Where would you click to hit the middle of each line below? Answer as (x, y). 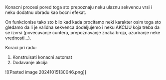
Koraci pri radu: (21, 47)
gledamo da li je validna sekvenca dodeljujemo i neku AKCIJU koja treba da (83, 27)
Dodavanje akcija (30, 62)
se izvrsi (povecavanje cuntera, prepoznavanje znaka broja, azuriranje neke (83, 33)
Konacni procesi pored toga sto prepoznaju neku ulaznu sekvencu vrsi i (79, 7)
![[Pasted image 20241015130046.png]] (46, 72)
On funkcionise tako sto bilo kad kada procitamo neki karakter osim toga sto (83, 22)
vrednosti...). (18, 38)
